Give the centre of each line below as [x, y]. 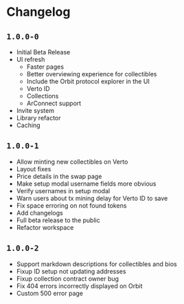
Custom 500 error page [50, 293]
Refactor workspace [45, 227]
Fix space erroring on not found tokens [71, 205]
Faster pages [45, 67]
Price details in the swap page [59, 176]
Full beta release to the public [58, 220]
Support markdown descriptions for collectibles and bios [96, 264]
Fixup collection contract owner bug [68, 279]
